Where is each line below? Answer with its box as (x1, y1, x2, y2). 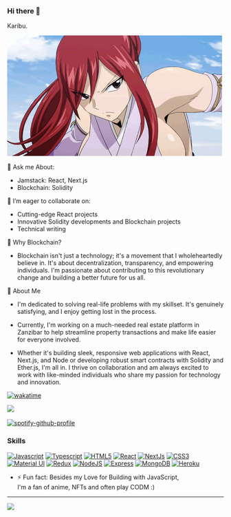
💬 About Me (7, 287, 41, 295)
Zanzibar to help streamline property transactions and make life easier (16, 328, 217, 337)
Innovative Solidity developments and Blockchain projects (16, 218, 181, 226)
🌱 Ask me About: (7, 163, 55, 171)
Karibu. (7, 22, 27, 30)
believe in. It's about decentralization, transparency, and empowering (16, 259, 214, 267)
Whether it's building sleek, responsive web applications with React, (16, 349, 211, 357)
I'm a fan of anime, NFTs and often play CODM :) (16, 483, 155, 491)
